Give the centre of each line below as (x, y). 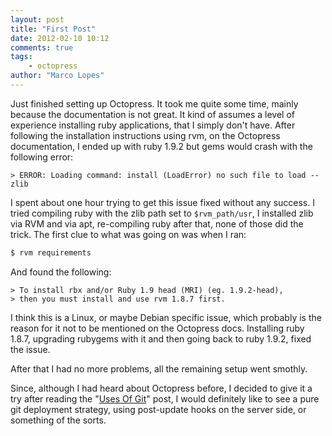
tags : (21, 57)
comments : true (42, 47)
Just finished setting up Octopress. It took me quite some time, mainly (154, 103)
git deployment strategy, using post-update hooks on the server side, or (158, 409)
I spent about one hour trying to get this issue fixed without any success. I (162, 202)
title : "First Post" (53, 29)
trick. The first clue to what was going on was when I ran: (128, 234)
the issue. (30, 349)
